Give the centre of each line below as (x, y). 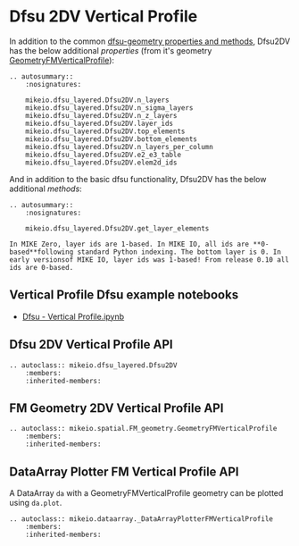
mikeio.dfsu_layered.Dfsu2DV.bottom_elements (112, 139)
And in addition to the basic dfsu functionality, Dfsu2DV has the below (138, 179)
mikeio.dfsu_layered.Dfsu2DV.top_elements (105, 131)
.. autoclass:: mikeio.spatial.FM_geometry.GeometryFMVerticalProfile (143, 429)
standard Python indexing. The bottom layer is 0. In (179, 252)
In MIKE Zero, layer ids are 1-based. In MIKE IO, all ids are (129, 244)
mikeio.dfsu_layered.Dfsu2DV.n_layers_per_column (120, 147)
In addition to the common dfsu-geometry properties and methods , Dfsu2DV (150, 41)
